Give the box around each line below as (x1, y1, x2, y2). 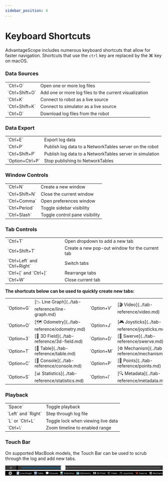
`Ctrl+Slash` (7, 212, 32, 218)
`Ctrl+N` (7, 184, 24, 190)
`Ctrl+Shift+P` (7, 151, 36, 157)
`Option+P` (89, 360, 112, 366)
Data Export (5, 125, 35, 132)
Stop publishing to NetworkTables (44, 157, 114, 163)
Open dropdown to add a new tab (64, 238, 133, 244)
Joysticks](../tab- (124, 319, 161, 325)
